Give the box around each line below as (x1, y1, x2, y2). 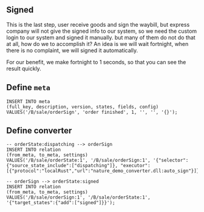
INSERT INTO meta (6, 98, 50, 105)
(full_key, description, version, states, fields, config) (6, 104, 159, 110)
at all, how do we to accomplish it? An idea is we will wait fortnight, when (6, 40, 189, 47)
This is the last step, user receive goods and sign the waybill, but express (6, 21, 190, 28)
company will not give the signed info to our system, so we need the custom (6, 27, 197, 35)
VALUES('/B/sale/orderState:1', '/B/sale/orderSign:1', (6, 157, 151, 164)
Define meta (6, 82, 50, 93)
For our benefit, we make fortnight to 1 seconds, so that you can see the (6, 58, 186, 65)
